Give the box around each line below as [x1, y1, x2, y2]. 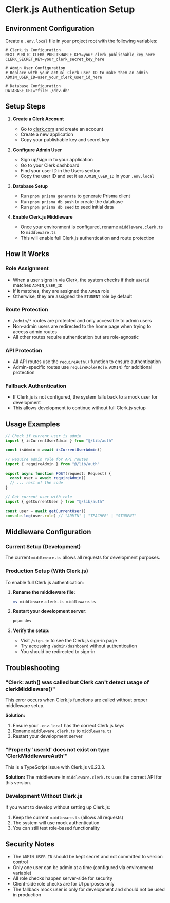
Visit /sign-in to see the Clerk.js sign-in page [20, 638, 117, 644]
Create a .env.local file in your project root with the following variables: [5, 38, 158, 44]
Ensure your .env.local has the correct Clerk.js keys [12, 723, 125, 728]
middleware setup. [5, 702, 45, 708]
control [12, 859, 28, 865]
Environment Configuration [5, 24, 95, 33]
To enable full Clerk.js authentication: [5, 579, 84, 585]
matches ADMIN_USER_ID [12, 282, 63, 288]
